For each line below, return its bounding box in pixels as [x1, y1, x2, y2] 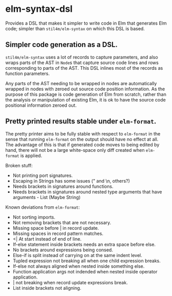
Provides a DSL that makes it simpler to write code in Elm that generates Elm [5, 20, 167, 26]
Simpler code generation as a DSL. [5, 41, 118, 49]
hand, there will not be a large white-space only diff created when [5, 147, 145, 153]
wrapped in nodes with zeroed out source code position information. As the [5, 86, 165, 92]
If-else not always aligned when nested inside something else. [12, 263, 145, 269]
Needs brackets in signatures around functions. [12, 183, 114, 189]
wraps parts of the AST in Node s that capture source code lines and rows [5, 60, 159, 66]
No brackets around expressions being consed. [12, 247, 113, 253]
